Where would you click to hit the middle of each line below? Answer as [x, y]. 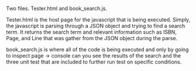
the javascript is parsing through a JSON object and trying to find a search [96, 26]
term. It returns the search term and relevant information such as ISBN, [92, 32]
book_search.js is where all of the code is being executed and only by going [97, 49]
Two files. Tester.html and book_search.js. [56, 8]
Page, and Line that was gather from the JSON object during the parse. [92, 38]
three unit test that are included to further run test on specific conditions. [94, 62]
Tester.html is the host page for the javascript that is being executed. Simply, [98, 19]
